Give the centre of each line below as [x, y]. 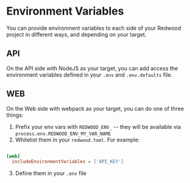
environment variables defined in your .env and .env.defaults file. [89, 75]
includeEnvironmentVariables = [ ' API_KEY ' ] [68, 162]
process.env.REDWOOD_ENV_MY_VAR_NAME [63, 134]
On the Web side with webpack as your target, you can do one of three [95, 108]
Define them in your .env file [51, 173]
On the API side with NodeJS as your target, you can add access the [92, 68]
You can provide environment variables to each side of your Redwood [94, 28]
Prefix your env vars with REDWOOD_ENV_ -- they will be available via [98, 126]
